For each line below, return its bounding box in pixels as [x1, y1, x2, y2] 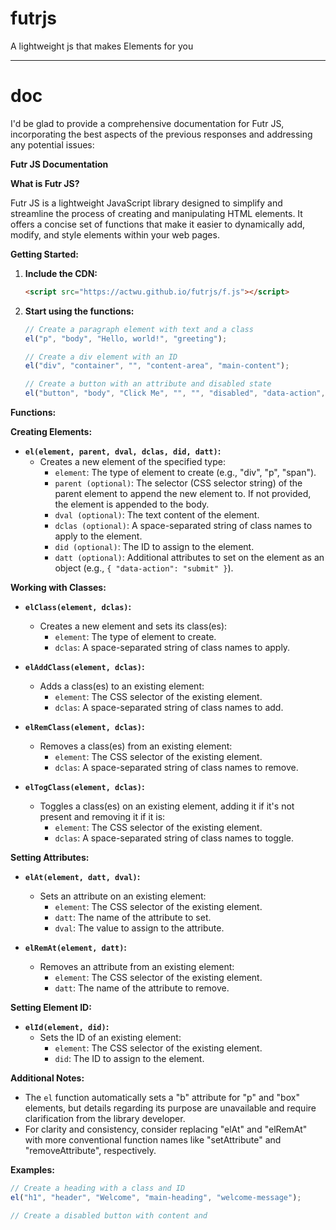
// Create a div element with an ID [24, 352, 178, 362]
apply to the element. [54, 530, 143, 542]
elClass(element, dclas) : [24, 601, 132, 612]
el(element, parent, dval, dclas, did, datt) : [24, 445, 222, 457]
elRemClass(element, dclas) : [24, 721, 145, 732]
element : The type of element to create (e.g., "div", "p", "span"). [54, 467, 317, 478]
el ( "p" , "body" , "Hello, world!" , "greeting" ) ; [24, 333, 228, 344]
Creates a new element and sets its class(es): [39, 620, 228, 632]
